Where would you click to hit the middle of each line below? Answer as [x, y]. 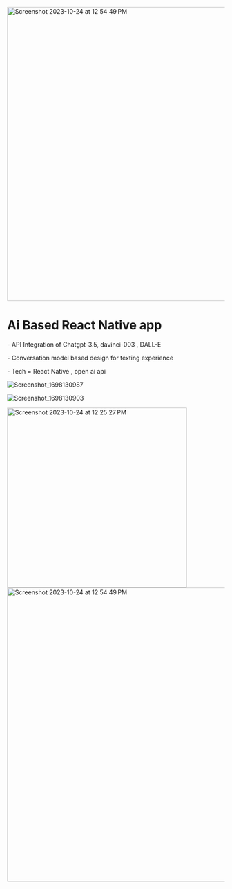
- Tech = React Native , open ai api [56, 371]
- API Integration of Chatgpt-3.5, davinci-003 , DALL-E [84, 344]
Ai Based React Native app [85, 326]
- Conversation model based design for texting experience [90, 358]
